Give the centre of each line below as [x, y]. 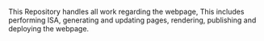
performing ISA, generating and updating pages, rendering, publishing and [132, 20]
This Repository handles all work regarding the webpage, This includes [126, 12]
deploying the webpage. [49, 29]
